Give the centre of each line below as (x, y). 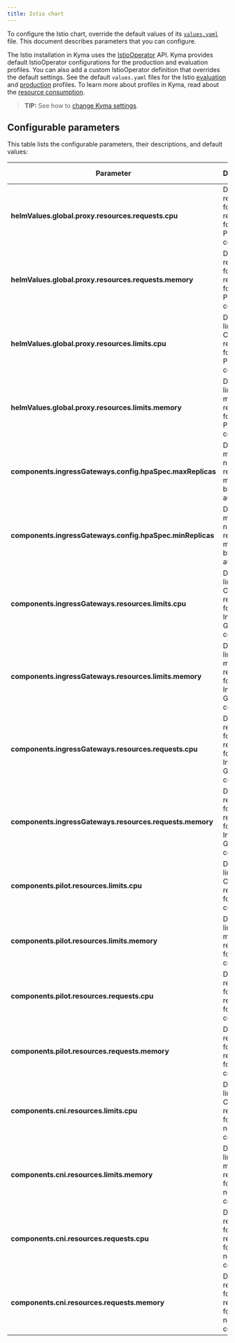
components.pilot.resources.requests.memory (90, 1052)
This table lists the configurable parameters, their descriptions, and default (115, 144)
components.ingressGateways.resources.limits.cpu (99, 604)
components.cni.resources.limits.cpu (74, 1111)
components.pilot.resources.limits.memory (84, 941)
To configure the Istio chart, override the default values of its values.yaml (113, 34)
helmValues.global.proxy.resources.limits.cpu (88, 344)
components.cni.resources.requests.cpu (80, 1239)
